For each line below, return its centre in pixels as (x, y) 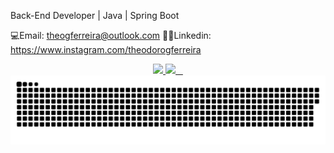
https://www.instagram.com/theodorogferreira (106, 49)
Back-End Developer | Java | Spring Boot (95, 15)
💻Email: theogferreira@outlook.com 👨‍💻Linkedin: (111, 35)
